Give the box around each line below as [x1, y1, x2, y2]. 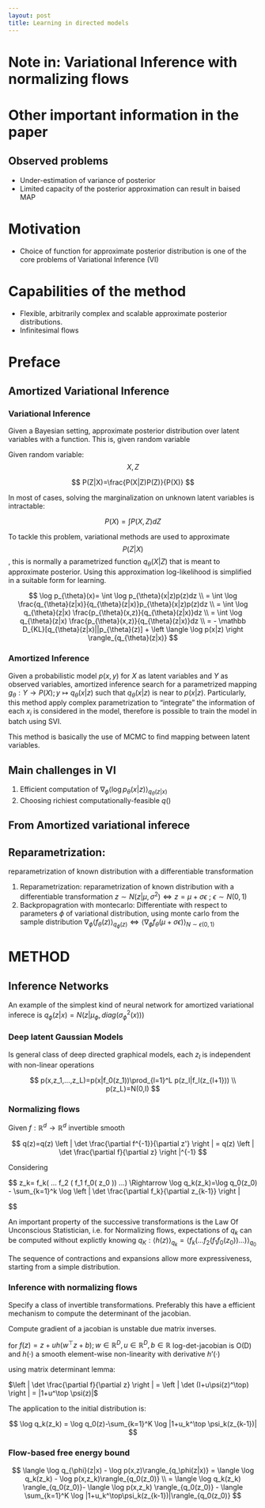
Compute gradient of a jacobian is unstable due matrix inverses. [8, 1323, 217, 1333]
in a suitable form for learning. [8, 576, 107, 585]
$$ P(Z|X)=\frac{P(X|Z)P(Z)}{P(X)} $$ [70, 478, 195, 487]
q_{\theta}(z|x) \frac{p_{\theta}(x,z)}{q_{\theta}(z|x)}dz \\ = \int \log [23, 607, 243, 618]
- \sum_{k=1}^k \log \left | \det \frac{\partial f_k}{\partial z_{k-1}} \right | [8, 1186, 240, 1196]
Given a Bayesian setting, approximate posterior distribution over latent [8, 426, 240, 436]
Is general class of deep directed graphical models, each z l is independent [8, 1049, 251, 1061]
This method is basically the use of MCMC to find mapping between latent [8, 732, 251, 741]
